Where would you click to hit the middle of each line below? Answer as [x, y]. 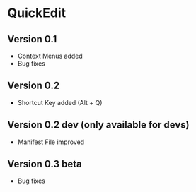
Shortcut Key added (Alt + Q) [60, 102]
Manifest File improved [51, 142]
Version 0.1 [32, 39]
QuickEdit [36, 13]
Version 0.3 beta [45, 164]
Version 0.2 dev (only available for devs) [98, 125]
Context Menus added [50, 56]
